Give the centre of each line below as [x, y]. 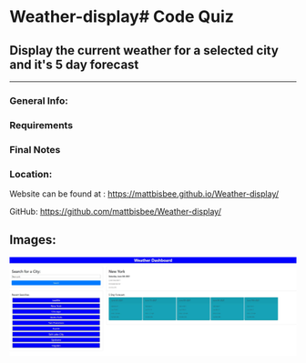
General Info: [39, 100]
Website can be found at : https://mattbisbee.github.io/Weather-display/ [144, 194]
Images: [33, 240]
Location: [31, 174]
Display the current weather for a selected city [144, 50]
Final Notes [35, 149]
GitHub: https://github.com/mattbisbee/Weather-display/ [115, 212]
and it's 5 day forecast [74, 64]
